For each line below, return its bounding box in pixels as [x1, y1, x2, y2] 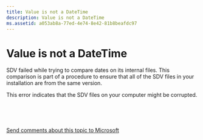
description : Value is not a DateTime [6, 15, 105, 21]
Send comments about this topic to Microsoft [6, 127, 120, 134]
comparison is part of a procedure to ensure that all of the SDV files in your [6, 73, 194, 80]
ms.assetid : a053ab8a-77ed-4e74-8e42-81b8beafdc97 [6, 20, 137, 26]
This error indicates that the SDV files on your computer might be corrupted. [6, 91, 198, 99]
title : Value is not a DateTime [6, 9, 88, 15]
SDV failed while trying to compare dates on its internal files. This [6, 66, 170, 74]
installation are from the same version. [6, 80, 102, 87]
